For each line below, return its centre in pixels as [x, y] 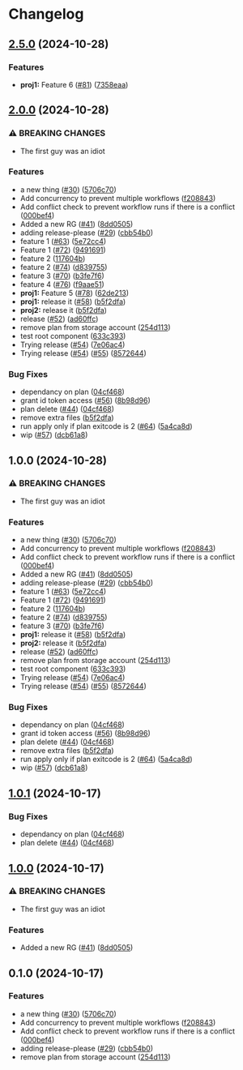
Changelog [46, 14]
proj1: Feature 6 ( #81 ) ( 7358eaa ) [74, 84]
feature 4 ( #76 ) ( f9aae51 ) [62, 284]
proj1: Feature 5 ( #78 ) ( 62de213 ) [75, 293]
